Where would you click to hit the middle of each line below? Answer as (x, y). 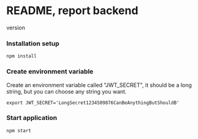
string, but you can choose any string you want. (67, 91)
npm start (19, 130)
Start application (32, 118)
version (16, 28)
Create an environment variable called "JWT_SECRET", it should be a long (99, 85)
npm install (21, 56)
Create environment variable (50, 72)
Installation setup (33, 43)
